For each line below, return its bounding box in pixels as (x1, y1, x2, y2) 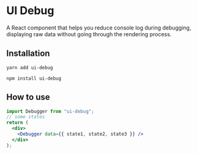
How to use (6, 92, 50, 102)
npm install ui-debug (6, 75, 62, 82)
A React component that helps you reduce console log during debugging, (6, 24, 191, 31)
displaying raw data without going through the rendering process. (6, 30, 172, 37)
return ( (6, 120, 29, 126)
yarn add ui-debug (6, 64, 53, 71)
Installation (6, 48, 50, 59)
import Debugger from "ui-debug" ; (6, 108, 95, 114)
